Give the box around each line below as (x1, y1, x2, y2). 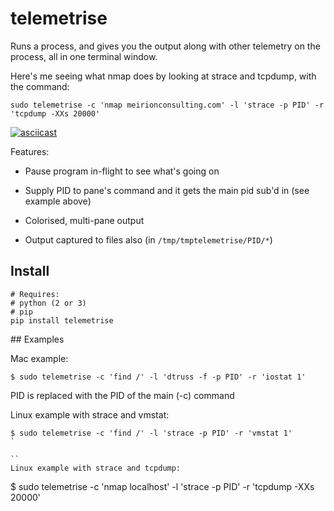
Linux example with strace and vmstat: (10, 408, 170, 421)
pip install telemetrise (10, 315, 114, 326)
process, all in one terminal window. (10, 50, 158, 62)
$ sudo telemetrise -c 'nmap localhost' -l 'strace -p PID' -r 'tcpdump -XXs (10, 480, 315, 492)
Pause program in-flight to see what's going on (24, 165, 220, 177)
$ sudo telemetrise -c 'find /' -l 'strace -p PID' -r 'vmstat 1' (10, 428, 293, 438)
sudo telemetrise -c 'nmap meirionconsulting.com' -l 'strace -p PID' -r (10, 100, 325, 110)
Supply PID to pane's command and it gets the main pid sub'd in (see (24, 184, 310, 196)
